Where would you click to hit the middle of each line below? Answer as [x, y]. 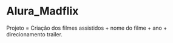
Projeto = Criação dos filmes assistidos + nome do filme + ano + [87, 28]
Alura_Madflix [42, 11]
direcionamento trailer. [34, 34]
